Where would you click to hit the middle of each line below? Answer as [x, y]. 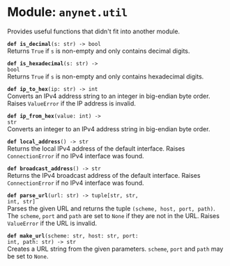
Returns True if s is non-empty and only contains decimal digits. [99, 51]
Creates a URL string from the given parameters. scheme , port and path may [115, 249]
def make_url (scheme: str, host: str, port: [73, 236]
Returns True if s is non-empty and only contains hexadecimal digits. [106, 76]
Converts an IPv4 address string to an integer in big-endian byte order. [109, 96]
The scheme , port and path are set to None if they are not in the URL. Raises [113, 215]
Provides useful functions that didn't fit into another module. [93, 31]
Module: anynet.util [68, 12]
